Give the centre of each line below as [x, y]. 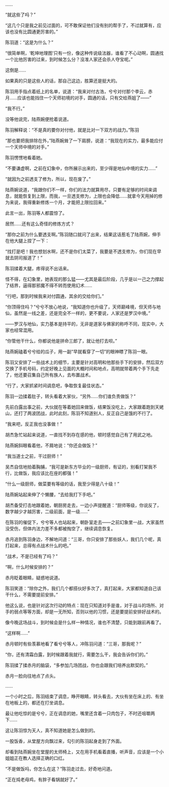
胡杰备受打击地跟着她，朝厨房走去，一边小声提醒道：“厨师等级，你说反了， [83, 505]
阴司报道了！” [28, 258]
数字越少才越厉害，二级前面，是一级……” [47, 511]
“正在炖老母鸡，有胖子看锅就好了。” [41, 779]
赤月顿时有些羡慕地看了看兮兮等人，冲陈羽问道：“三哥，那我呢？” [73, 644]
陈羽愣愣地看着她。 [25, 157]
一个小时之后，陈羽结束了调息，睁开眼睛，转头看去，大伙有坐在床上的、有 [82, 696]
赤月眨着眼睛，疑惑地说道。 [34, 578]
